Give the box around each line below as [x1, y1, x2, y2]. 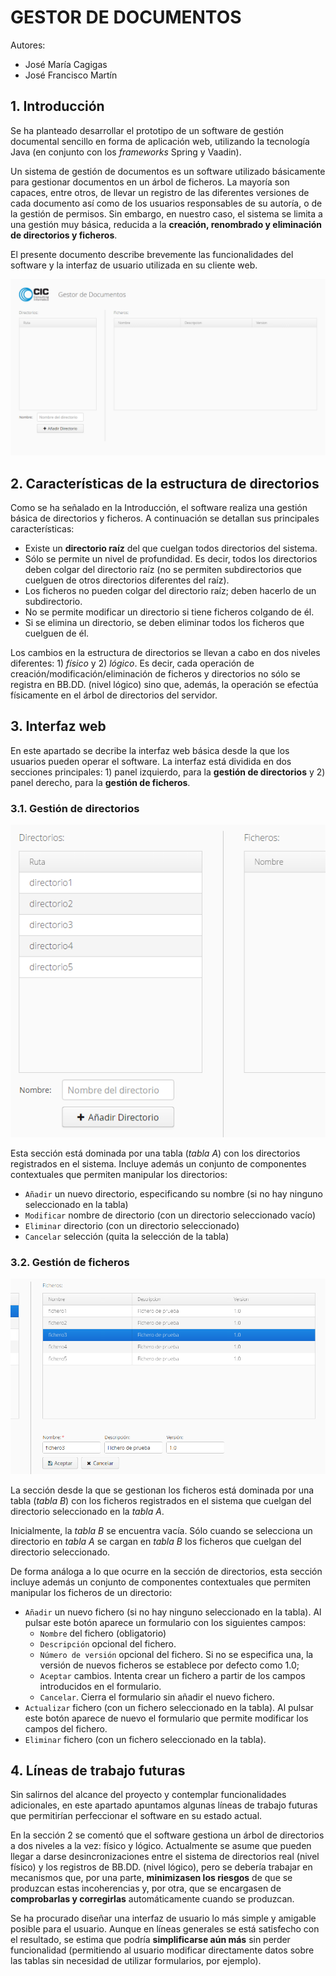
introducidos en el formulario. [39, 1680, 162, 1692]
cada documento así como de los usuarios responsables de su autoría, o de [10, 197, 323, 209]
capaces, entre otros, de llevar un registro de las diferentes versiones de [10, 186, 310, 198]
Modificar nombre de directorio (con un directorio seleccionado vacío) [24, 1209, 317, 1221]
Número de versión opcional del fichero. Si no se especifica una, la [39, 1648, 314, 1660]
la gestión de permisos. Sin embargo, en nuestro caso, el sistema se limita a [10, 207, 323, 220]
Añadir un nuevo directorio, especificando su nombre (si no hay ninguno [24, 1187, 323, 1200]
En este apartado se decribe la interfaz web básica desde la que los [10, 744, 290, 756]
